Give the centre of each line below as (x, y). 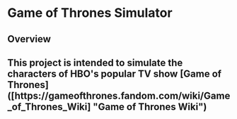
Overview (29, 39)
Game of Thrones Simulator (90, 13)
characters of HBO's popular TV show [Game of (114, 74)
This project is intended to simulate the (95, 62)
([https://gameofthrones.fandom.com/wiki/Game (119, 95)
